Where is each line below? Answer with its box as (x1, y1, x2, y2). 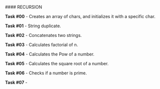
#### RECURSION (5, 4, 43, 10)
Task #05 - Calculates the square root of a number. (5, 61, 109, 66)
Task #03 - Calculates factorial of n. (5, 42, 78, 48)
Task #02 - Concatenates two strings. (5, 33, 82, 38)
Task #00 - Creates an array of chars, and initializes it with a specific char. (5, 14, 156, 19)
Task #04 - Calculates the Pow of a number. (5, 51, 94, 57)
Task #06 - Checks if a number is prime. (5, 70, 87, 76)
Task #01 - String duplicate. (5, 23, 61, 29)
